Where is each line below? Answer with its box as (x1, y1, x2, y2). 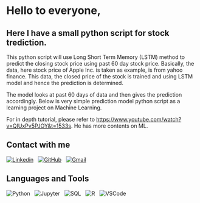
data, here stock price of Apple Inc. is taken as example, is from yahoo (6, 66, 183, 74)
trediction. (6, 37, 47, 47)
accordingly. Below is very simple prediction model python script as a (6, 98, 181, 105)
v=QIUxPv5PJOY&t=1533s (6, 122, 72, 129)
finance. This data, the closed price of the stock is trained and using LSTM (6, 73, 193, 80)
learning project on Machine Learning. (6, 104, 102, 111)
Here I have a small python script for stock (6, 28, 170, 38)
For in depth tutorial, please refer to (6, 116, 95, 123)
